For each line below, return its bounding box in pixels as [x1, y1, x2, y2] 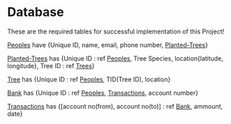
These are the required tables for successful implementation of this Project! [7, 27, 225, 36]
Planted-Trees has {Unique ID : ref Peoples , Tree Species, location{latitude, [7, 54, 223, 63]
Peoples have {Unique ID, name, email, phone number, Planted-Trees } [7, 40, 208, 49]
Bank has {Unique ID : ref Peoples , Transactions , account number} [7, 88, 199, 97]
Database [7, 4, 64, 20]
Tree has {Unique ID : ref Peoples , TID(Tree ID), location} [7, 75, 171, 84]
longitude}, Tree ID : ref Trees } [7, 61, 96, 70]
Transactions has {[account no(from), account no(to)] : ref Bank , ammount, [7, 102, 223, 110]
